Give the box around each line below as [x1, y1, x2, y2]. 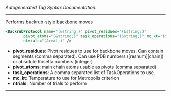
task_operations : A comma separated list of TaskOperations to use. [12, 69, 155, 76]
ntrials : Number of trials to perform [12, 80, 87, 86]
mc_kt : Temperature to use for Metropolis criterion [12, 75, 120, 81]
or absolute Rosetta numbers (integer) [12, 58, 93, 64]
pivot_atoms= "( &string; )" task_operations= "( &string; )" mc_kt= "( [23, 33, 165, 39]
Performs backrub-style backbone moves [5, 19, 93, 25]
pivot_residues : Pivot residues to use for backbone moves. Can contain [12, 47, 164, 54]
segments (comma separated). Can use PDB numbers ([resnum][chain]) [12, 53, 164, 59]
